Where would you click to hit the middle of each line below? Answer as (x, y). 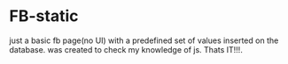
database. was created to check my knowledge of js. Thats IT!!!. (126, 49)
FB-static (44, 16)
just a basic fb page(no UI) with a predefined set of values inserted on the (144, 40)
